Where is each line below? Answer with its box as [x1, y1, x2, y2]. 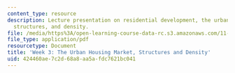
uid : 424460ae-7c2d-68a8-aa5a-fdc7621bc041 [7, 56, 136, 63]
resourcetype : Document [7, 42, 77, 49]
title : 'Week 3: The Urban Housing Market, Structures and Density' [7, 49, 211, 56]
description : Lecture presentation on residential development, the [7, 17, 211, 24]
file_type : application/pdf [7, 36, 90, 43]
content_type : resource [7, 10, 77, 17]
